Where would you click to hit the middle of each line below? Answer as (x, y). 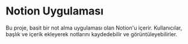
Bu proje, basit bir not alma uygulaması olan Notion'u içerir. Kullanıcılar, (94, 28)
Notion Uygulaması (55, 11)
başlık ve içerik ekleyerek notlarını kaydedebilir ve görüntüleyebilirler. (92, 34)
